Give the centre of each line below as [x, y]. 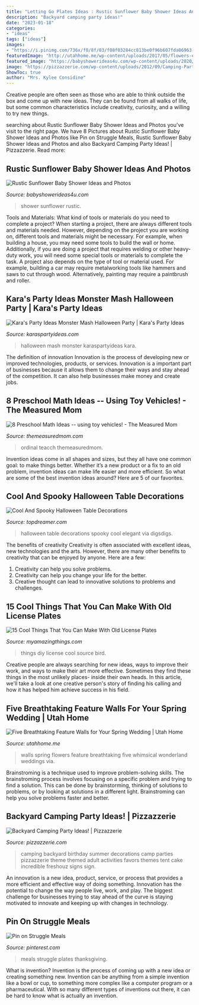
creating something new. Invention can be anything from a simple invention [98, 977]
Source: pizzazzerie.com [36, 842]
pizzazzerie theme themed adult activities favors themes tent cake [102, 860]
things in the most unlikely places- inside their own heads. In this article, [94, 677]
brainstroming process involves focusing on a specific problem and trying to [99, 779]
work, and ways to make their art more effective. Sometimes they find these [99, 671]
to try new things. [28, 114]
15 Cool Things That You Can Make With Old [89, 606]
